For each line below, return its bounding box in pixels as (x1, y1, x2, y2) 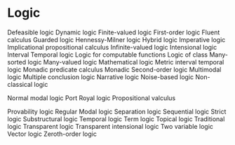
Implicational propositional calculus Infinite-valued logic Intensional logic (7, 43, 217, 51)
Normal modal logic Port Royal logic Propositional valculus (7, 93, 176, 102)
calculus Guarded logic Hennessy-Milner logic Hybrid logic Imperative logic (7, 35, 226, 43)
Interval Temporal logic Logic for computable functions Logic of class (7, 50, 208, 59)
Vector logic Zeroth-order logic (7, 130, 97, 138)
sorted (7, 57, 27, 66)
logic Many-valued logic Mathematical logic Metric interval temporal (27, 57, 224, 66)
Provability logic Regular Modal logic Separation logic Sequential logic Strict (7, 107, 227, 116)
